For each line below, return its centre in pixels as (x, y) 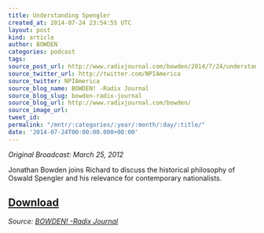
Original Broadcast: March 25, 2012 (66, 155)
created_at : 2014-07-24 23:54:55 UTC (70, 23)
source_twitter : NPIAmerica (54, 81)
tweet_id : (24, 118)
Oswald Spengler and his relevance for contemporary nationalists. (115, 178)
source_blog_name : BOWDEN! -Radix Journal (79, 88)
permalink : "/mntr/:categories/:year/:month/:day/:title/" (107, 125)
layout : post (29, 30)
